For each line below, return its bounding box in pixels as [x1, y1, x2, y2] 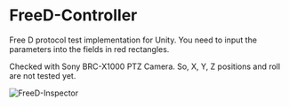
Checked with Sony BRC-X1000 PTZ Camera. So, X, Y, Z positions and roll [9, 61, 281, 72]
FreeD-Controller [9, 5, 138, 26]
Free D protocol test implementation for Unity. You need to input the [9, 34, 258, 45]
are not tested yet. [9, 70, 76, 80]
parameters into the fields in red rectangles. [9, 43, 170, 54]
